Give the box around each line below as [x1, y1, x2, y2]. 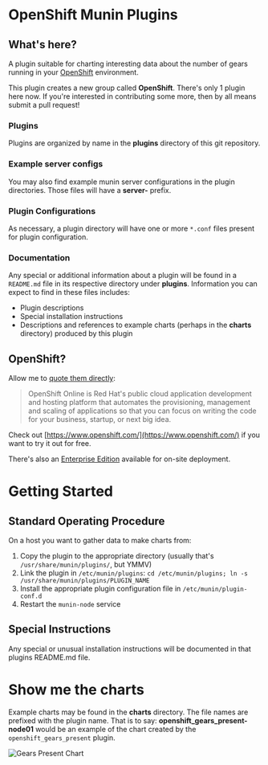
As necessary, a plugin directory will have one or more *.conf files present [8, 223, 255, 233]
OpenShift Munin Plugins [8, 6, 178, 24]
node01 [8, 724, 34, 734]
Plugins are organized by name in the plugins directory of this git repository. [8, 138, 261, 148]
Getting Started [8, 482, 114, 501]
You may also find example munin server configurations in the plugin [8, 177, 235, 186]
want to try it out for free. [8, 439, 91, 448]
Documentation [8, 252, 71, 263]
